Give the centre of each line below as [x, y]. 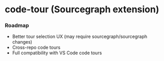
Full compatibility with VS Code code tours [57, 53]
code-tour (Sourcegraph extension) [82, 9]
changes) [22, 42]
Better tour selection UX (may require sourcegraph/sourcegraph [80, 36]
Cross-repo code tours [36, 48]
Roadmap [17, 26]
